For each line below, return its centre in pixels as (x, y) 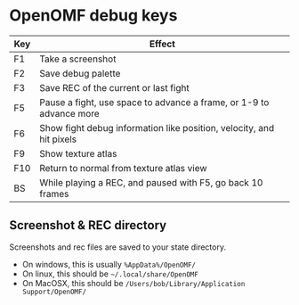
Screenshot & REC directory (88, 225)
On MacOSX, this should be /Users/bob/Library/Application (133, 283)
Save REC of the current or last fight (114, 87)
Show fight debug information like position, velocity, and (157, 128)
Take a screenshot (78, 59)
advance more (69, 113)
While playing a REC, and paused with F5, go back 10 (151, 182)
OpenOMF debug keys (93, 16)
